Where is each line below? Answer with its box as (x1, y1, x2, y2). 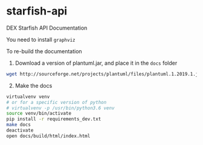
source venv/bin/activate (6, 111, 71, 117)
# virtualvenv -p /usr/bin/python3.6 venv (6, 105, 115, 111)
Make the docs (14, 82, 53, 89)
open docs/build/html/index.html (6, 133, 91, 139)
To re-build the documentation (6, 47, 83, 55)
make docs (6, 122, 31, 128)
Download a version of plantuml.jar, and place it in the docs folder (14, 59, 178, 66)
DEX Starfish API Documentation (6, 24, 88, 31)
